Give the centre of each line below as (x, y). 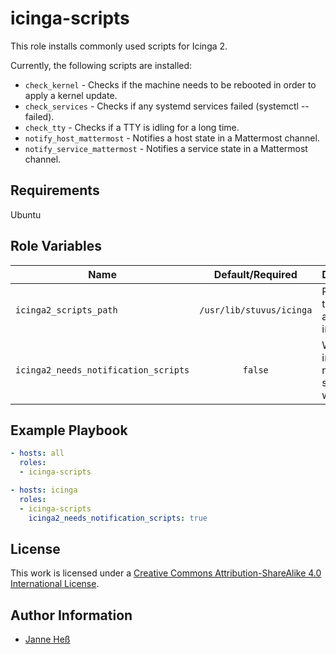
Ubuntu (26, 214)
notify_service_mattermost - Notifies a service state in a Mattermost (166, 148)
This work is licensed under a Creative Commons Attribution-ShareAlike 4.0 (166, 573)
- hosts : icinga (44, 490)
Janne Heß (47, 639)
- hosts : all (37, 453)
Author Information (71, 615)
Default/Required (255, 274)
